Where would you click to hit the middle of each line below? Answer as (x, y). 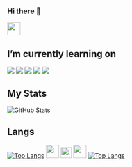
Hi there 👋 (24, 11)
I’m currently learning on (62, 54)
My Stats (27, 93)
